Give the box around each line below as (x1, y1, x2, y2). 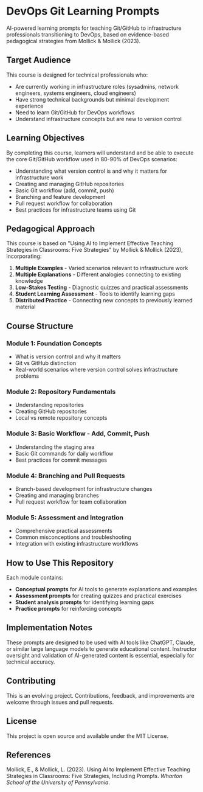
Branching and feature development (15, 193, 106, 200)
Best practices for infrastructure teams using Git (15, 206, 136, 214)
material (15, 303, 36, 311)
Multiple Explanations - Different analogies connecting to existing (15, 271, 181, 278)
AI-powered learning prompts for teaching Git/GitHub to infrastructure (6, 24, 182, 32)
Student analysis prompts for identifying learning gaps (15, 599, 154, 606)
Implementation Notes (6, 622, 93, 633)
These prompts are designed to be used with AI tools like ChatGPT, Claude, (6, 639, 196, 646)
